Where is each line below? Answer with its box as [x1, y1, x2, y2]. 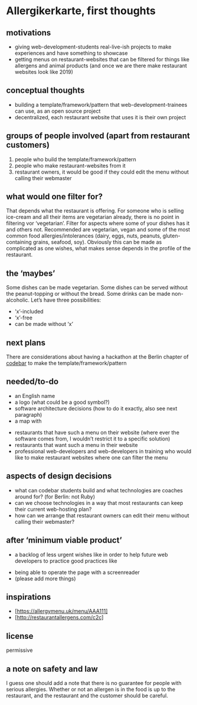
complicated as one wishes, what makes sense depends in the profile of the [6, 245, 191, 252]
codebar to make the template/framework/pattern [6, 360, 127, 367]
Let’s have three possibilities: [31, 296, 101, 303]
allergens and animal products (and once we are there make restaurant [14, 62, 188, 69]
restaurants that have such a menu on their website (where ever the [14, 429, 180, 436]
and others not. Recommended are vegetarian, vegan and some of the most [6, 226, 191, 233]
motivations [6, 28, 51, 38]
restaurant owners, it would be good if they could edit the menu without [14, 168, 189, 175]
